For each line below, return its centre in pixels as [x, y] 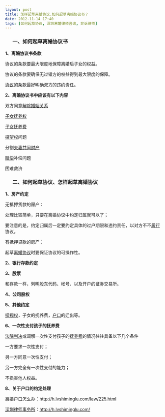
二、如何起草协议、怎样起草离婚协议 [55, 182]
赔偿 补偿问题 [18, 158]
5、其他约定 [17, 305]
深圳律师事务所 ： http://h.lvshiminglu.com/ [48, 409]
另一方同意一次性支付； [29, 357]
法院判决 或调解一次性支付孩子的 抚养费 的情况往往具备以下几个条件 [72, 336]
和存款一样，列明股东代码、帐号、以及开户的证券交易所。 [63, 284]
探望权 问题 [16, 137]
